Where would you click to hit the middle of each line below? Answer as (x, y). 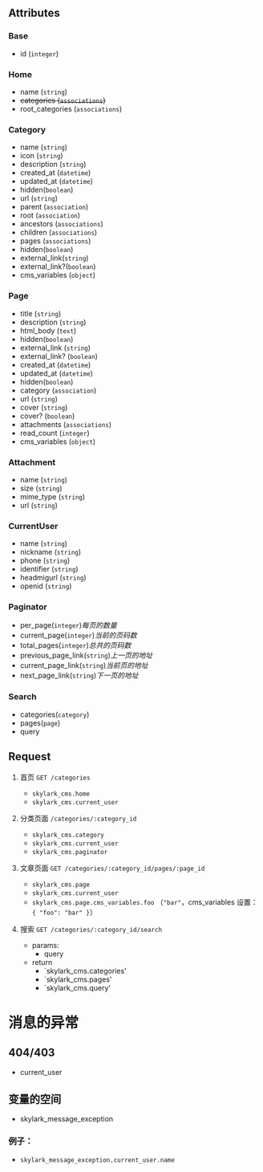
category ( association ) (58, 390)
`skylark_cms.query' (77, 987)
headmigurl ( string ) (53, 578)
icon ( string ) (41, 156)
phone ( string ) (45, 560)
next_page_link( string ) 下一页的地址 (79, 676)
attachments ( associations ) (66, 424)
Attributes (34, 13)
